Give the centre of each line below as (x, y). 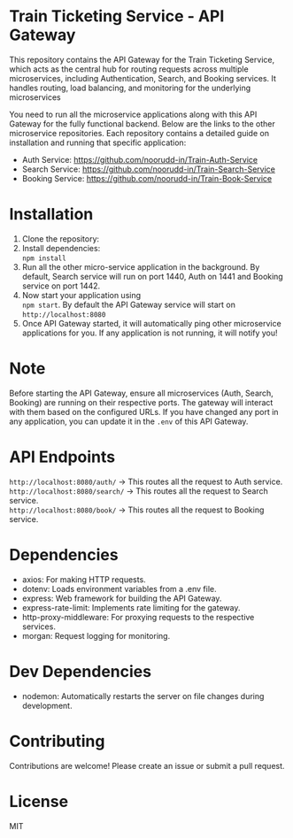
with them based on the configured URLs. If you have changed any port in (144, 411)
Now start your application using (81, 295)
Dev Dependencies (81, 671)
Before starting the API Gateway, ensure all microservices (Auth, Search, (142, 393)
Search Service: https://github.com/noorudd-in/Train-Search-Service (149, 169)
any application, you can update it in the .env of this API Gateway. (129, 421)
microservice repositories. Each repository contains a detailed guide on (139, 133)
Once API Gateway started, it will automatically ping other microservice (151, 323)
